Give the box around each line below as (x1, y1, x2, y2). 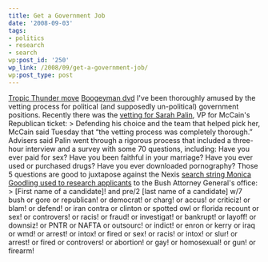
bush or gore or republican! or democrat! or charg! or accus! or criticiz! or (8, 195, 250, 204)
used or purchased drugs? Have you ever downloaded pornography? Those (8, 161, 258, 170)
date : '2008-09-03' (8, 19, 74, 27)
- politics (8, 34, 45, 42)
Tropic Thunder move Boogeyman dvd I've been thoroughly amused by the (8, 93, 256, 102)
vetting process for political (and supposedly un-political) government (8, 101, 239, 111)
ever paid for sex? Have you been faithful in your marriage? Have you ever (8, 153, 254, 162)
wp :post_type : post (8, 71, 74, 79)
